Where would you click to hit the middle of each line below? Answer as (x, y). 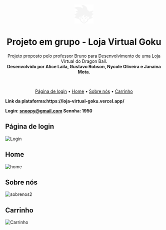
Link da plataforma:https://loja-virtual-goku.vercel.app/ (65, 101)
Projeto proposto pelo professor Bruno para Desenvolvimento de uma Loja (84, 56)
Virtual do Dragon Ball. (84, 61)
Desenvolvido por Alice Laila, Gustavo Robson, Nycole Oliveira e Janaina (84, 66)
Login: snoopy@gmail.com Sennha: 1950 (49, 110)
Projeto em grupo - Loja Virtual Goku (84, 42)
